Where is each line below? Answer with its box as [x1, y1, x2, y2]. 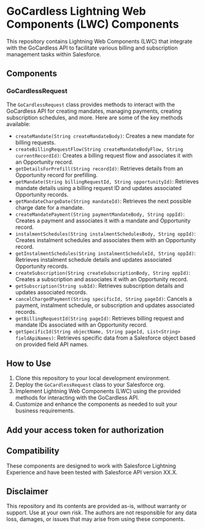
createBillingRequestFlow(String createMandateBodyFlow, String [15, 146, 184, 153]
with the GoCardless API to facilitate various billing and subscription [6, 44, 178, 51]
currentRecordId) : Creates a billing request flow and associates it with [15, 151, 193, 159]
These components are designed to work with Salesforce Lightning [6, 462, 176, 470]
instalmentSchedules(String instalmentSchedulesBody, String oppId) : [15, 230, 196, 237]
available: [6, 120, 31, 127]
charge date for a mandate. [15, 204, 85, 211]
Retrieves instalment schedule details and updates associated [15, 256, 172, 263]
